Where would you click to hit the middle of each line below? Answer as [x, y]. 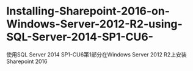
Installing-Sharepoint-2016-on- [88, 11]
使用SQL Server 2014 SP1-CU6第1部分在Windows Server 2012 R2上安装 [96, 54]
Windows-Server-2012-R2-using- [95, 24]
